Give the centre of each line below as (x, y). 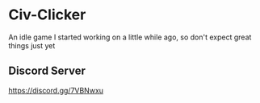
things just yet (32, 45)
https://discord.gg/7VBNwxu (56, 90)
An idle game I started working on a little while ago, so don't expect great (130, 37)
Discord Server (47, 71)
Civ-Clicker (47, 15)
